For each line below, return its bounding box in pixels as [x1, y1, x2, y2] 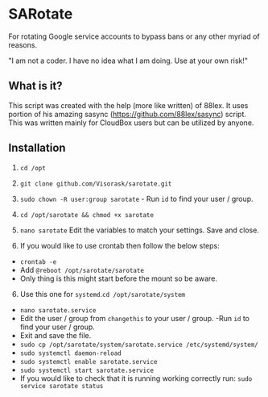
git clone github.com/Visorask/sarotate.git [19, 179, 172, 188]
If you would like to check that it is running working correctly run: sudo [19, 373, 253, 383]
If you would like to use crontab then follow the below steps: [19, 240, 220, 250]
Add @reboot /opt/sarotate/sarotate [19, 265, 145, 274]
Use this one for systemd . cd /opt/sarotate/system [19, 289, 186, 299]
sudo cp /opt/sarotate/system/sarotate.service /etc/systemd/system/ [19, 341, 259, 349]
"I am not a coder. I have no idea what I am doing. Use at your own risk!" [8, 56, 248, 65]
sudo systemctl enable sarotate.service [19, 357, 158, 366]
